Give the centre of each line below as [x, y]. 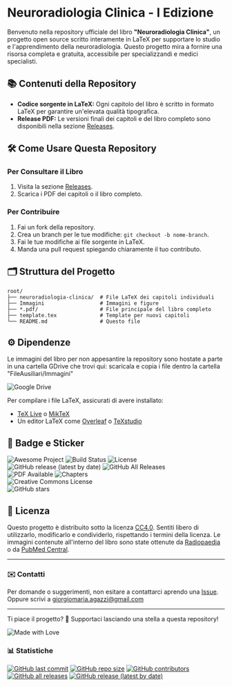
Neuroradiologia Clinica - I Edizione [110, 13]
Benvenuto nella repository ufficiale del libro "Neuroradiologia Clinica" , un [114, 32]
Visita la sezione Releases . [55, 187]
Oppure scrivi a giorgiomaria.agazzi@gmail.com [75, 599]
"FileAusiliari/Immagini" [40, 374]
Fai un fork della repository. [56, 227]
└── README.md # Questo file [74, 321]
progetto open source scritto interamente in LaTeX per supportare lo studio [114, 39]
